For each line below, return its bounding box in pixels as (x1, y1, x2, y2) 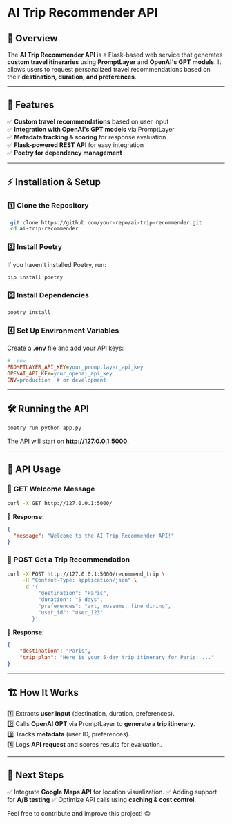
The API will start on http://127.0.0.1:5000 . (7, 437, 130, 446)
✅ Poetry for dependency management (7, 148, 122, 157)
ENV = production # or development (7, 376, 107, 384)
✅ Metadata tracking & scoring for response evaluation (7, 133, 166, 141)
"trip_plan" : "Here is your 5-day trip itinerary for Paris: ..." (19, 654, 215, 661)
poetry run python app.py (7, 424, 81, 432)
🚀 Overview (7, 32, 58, 44)
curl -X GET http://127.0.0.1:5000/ (7, 500, 113, 507)
